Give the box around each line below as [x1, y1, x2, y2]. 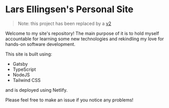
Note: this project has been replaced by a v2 [17, 20, 111, 26]
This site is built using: [5, 51, 53, 57]
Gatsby [12, 61, 28, 67]
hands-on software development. [5, 41, 76, 47]
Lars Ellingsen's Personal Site [5, 4, 134, 15]
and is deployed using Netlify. [5, 87, 68, 93]
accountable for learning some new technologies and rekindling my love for [5, 36, 164, 42]
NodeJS [12, 71, 30, 77]
